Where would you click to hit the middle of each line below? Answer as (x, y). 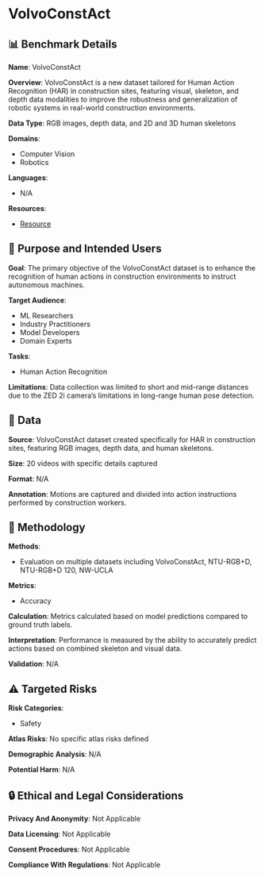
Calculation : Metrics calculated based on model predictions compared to (128, 617)
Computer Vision (47, 154)
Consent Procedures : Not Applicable (69, 849)
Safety (31, 724)
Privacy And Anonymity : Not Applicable (75, 819)
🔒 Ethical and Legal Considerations (96, 796)
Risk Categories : (36, 708)
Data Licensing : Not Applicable (60, 834)
